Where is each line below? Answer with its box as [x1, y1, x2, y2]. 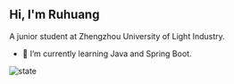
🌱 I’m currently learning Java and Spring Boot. [21, 48, 192, 59]
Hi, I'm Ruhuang [9, 7, 100, 22]
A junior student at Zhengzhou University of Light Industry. [9, 30, 225, 41]
